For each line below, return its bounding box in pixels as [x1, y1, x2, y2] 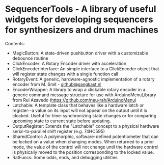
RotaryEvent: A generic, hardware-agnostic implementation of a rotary [12, 76, 155, 82]
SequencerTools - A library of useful [5, 3, 156, 15]
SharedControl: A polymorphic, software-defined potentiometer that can [12, 134, 159, 139]
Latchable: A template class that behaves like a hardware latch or [12, 102, 144, 108]
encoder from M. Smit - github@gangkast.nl [12, 81, 102, 87]
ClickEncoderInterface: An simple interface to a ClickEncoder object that [12, 65, 160, 72]
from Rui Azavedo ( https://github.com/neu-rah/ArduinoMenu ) [12, 97, 137, 103]
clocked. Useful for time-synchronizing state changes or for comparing [12, 112, 157, 118]
